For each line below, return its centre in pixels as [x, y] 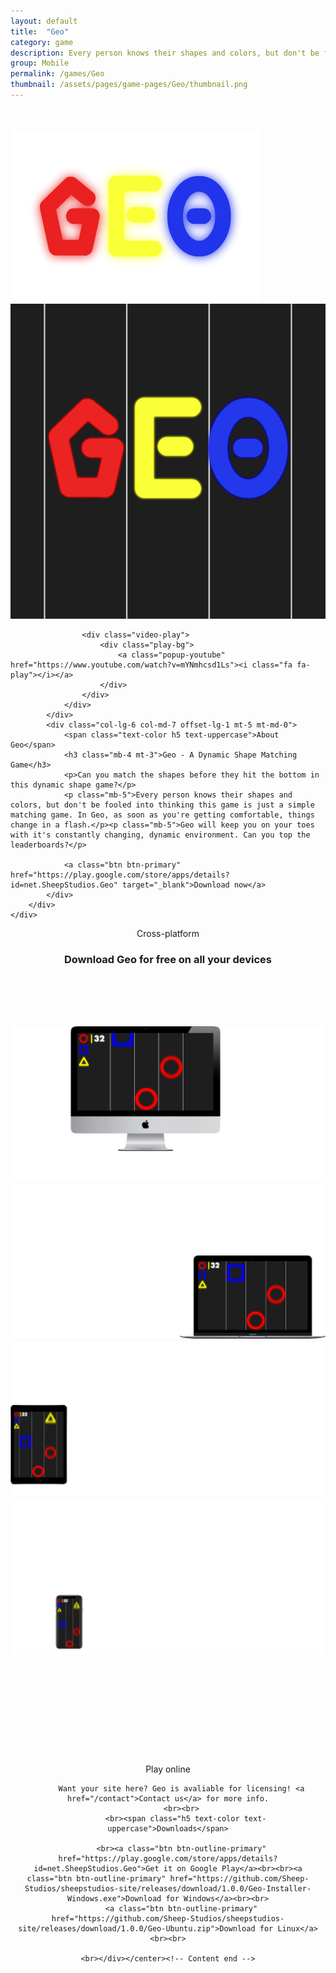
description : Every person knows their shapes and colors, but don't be [165, 53]
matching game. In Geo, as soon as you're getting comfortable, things [162, 815]
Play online [168, 1769]
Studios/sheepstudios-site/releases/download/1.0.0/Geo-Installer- [168, 1889]
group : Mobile [40, 63]
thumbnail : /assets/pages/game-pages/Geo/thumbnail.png [129, 85]
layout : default [44, 21]
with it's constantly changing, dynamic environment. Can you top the [160, 835]
